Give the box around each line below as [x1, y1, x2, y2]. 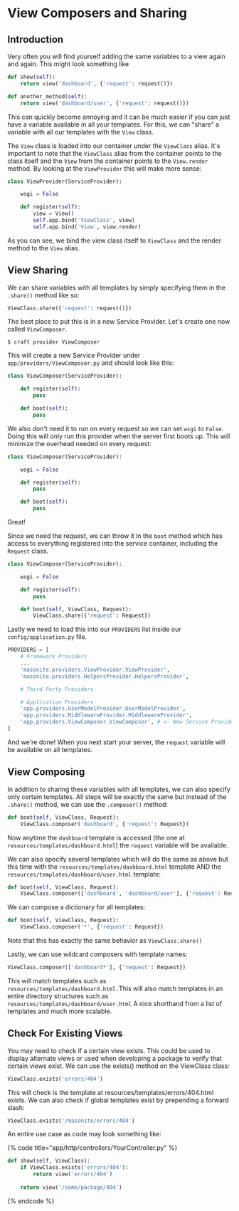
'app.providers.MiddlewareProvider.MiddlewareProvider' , [20, 712, 193, 719]
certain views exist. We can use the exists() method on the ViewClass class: [7, 1062, 230, 1070]
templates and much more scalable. [7, 1007, 112, 1015]
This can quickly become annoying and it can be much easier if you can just [7, 112, 230, 121]
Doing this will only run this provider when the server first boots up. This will [7, 432, 230, 440]
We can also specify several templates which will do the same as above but [7, 855, 229, 863]
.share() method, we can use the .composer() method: [7, 800, 169, 808]
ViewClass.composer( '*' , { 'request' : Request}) [20, 924, 164, 931]
